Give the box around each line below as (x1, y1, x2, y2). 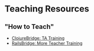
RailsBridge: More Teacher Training (11, 40, 83, 46)
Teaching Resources (4, 3, 90, 14)
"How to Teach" (4, 23, 54, 31)
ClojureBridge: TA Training (11, 35, 65, 41)
